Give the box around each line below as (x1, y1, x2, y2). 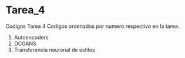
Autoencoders (14, 34, 49, 41)
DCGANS (14, 40, 36, 47)
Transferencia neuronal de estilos (14, 46, 95, 53)
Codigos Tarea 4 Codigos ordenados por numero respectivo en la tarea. (5, 23, 180, 30)
